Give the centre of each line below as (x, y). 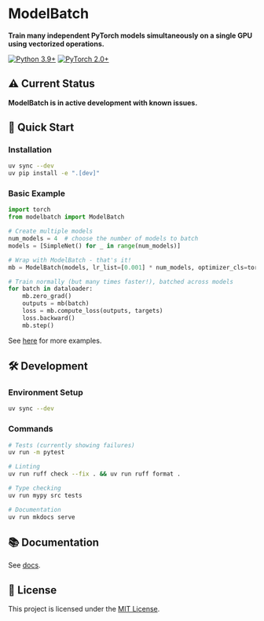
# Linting (24, 467)
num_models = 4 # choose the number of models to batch (103, 239)
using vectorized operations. (56, 43)
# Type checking (35, 488)
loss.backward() (49, 318)
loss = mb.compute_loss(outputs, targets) (93, 311)
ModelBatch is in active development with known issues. (103, 102)
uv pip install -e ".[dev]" (54, 174)
